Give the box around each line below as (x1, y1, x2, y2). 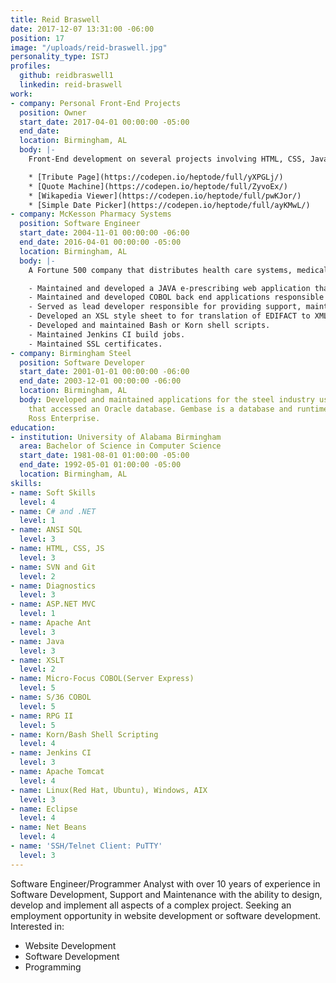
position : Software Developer (19, 357, 145, 368)
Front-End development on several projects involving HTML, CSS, (28, 154, 307, 164)
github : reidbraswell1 (19, 71, 114, 81)
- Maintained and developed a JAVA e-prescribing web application (28, 283, 311, 293)
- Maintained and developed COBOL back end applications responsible (28, 292, 325, 303)
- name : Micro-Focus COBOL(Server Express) (10, 674, 195, 684)
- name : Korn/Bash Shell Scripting (10, 729, 159, 740)
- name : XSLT (10, 655, 65, 665)
